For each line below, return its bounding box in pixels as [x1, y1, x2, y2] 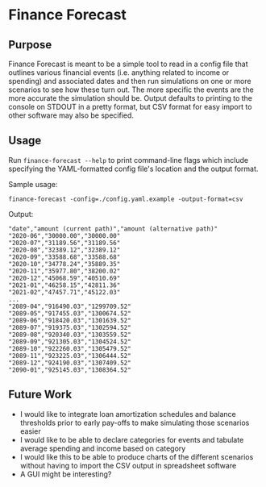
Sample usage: [8, 179, 58, 189]
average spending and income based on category [19, 443, 186, 453]
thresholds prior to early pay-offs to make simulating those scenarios [19, 418, 250, 427]
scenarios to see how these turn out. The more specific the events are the [8, 85, 254, 94]
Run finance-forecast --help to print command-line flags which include [8, 155, 248, 164]
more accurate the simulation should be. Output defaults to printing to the [8, 94, 252, 102]
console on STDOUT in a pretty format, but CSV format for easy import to [8, 102, 252, 111]
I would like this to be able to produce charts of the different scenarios [19, 452, 254, 461]
